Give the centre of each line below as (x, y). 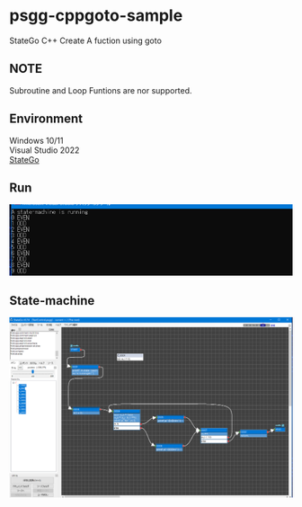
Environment (46, 119)
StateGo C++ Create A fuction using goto (85, 40)
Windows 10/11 (36, 140)
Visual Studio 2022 (44, 150)
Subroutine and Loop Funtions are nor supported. (101, 90)
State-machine (52, 301)
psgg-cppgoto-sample (96, 16)
